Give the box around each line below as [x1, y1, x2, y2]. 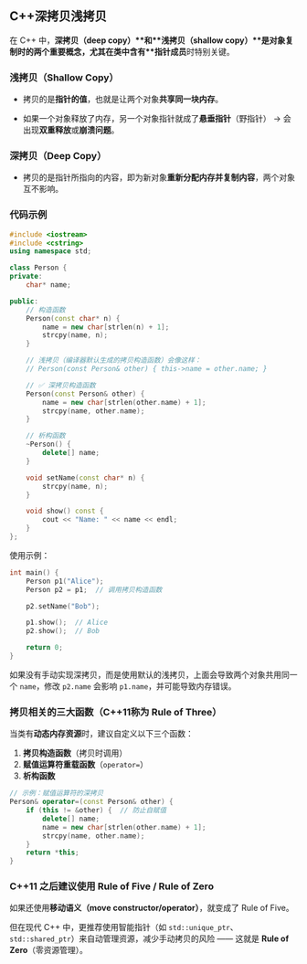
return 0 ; [26, 643, 64, 652]
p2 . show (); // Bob [26, 627, 101, 636]
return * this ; [26, 848, 79, 857]
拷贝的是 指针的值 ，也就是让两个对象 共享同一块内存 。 [22, 94, 224, 105]
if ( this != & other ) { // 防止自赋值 [26, 806, 167, 815]
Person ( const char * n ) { [26, 313, 121, 323]
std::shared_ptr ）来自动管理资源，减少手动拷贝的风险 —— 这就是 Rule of [9, 933, 290, 944]
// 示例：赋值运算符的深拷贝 [9, 789, 104, 798]
